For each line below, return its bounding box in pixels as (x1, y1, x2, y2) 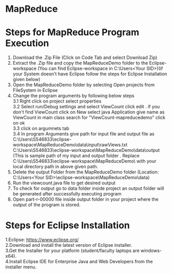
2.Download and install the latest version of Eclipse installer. (5, 242, 132, 248)
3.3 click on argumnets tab (12, 125, 69, 131)
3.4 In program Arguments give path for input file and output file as (12, 131, 155, 137)
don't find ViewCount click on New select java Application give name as (12, 109, 165, 115)
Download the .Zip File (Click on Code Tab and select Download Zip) (12, 54, 158, 61)
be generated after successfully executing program (12, 191, 122, 197)
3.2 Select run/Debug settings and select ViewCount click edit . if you (12, 104, 160, 110)
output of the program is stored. (12, 202, 81, 208)
